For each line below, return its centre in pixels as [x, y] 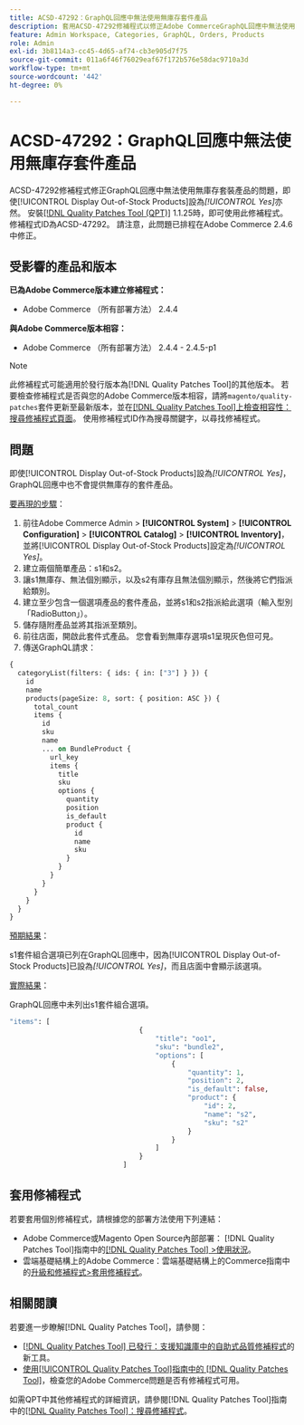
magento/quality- [260, 397]
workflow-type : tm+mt [50, 69]
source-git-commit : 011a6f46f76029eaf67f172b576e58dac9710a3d [129, 60]
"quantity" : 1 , [216, 1072]
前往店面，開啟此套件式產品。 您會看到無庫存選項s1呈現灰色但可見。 [150, 636]
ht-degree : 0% [36, 85]
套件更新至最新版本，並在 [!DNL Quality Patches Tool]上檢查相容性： [165, 407]
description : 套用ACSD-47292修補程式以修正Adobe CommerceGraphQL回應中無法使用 [152, 26]
